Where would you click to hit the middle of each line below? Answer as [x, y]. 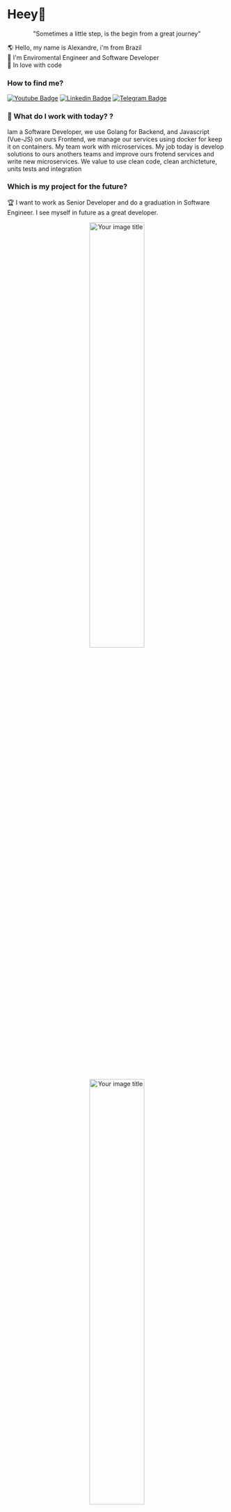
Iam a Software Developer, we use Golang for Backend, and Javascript [109, 131]
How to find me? [35, 83]
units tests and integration [45, 169]
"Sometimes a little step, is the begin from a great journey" [117, 34]
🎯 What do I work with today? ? [60, 117]
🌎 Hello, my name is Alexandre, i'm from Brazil [74, 47]
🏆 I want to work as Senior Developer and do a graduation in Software [109, 202]
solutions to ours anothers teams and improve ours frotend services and [111, 154]
